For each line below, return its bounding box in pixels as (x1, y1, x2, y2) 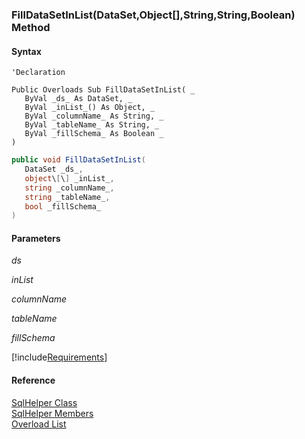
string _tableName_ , (24, 192, 111, 202)
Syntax (11, 45, 42, 57)
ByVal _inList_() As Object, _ (24, 103, 156, 113)
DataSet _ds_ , (24, 164, 84, 174)
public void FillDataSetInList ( (11, 155, 146, 165)
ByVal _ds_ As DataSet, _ (24, 94, 133, 104)
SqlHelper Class (11, 396, 78, 408)
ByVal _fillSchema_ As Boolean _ (24, 129, 164, 139)
